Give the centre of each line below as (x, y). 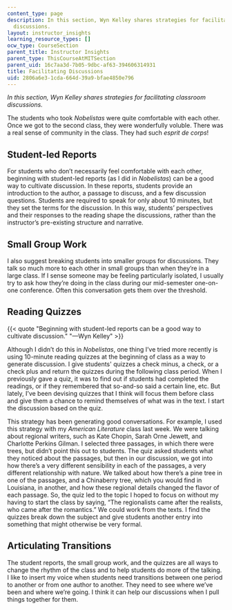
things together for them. (42, 599)
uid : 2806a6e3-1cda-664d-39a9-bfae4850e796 (71, 78)
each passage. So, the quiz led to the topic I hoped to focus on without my (113, 495)
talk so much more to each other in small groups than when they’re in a (108, 268)
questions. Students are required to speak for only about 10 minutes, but (110, 200)
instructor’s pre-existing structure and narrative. (75, 222)
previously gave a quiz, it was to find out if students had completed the (108, 379)
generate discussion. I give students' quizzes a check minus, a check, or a (113, 364)
